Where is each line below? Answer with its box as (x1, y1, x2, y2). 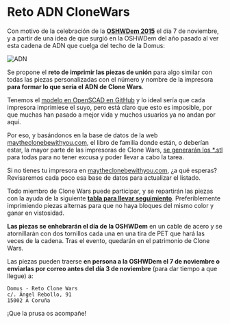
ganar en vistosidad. (7, 209, 65, 217)
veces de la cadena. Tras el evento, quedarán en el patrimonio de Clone (7, 236, 210, 244)
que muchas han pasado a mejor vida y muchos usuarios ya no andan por (7, 111, 216, 119)
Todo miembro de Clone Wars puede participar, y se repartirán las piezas (7, 187, 214, 195)
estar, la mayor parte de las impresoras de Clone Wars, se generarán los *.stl (7, 146, 223, 154)
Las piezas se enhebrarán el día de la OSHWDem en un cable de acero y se (7, 222, 222, 230)
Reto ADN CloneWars (7, 4, 130, 20)
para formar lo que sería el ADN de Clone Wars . (7, 82, 144, 91)
